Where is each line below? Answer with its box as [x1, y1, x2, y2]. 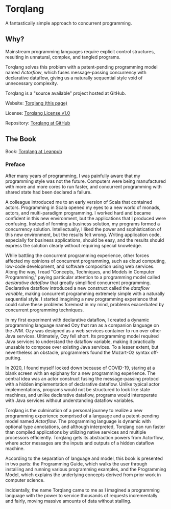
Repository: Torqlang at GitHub [5, 120, 70, 126]
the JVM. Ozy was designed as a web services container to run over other [5, 327, 162, 333]
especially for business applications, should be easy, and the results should [5, 237, 164, 243]
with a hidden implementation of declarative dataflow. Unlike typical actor [5, 381, 160, 387]
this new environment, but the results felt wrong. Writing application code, [5, 231, 161, 238]
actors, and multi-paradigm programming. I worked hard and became [5, 209, 151, 216]
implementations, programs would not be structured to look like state [5, 386, 151, 392]
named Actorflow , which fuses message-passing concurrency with [5, 69, 146, 75]
